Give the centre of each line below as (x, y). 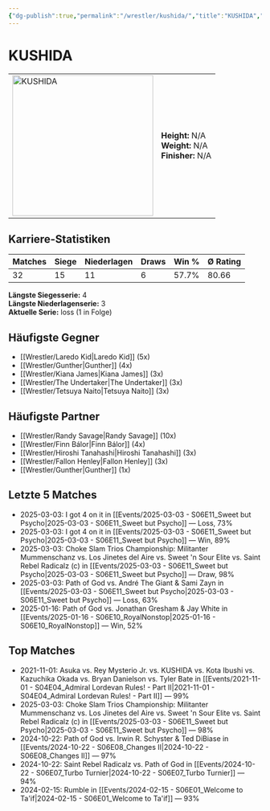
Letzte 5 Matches (53, 495)
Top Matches (42, 651)
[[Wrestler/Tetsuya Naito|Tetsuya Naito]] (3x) (94, 391)
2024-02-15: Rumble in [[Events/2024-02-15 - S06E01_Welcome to (131, 789)
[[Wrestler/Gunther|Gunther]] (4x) (76, 366)
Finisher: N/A (186, 155)
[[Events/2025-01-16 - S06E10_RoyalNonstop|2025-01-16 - (118, 616)
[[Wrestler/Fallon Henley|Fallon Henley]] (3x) (94, 461)
